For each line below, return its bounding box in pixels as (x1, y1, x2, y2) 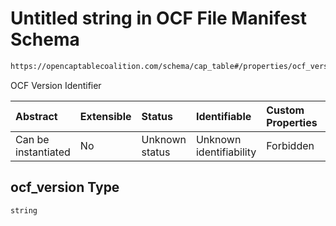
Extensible (79, 109, 132, 123)
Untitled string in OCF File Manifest (10, 7, 307, 30)
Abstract (15, 109, 58, 123)
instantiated (15, 145, 71, 159)
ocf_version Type (10, 179, 120, 196)
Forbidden (266, 138, 315, 152)
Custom (266, 103, 305, 117)
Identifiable (195, 109, 252, 123)
